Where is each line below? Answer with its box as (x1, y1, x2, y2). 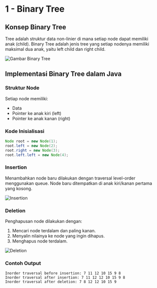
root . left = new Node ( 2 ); (5, 143, 58, 148)
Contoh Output (5, 260, 41, 266)
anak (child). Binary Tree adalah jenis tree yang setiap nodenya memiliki (5, 41, 150, 47)
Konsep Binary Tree (5, 23, 66, 31)
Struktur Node (5, 85, 40, 91)
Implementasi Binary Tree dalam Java (5, 70, 122, 78)
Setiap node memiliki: (5, 95, 48, 101)
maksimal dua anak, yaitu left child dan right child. (5, 46, 106, 52)
